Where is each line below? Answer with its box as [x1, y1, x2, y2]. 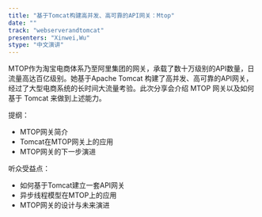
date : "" [8, 19, 37, 27]
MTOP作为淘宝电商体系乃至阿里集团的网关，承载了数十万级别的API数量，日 [8, 64, 255, 74]
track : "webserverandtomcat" [8, 26, 104, 34]
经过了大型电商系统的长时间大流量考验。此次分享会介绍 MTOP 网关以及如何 [8, 84, 255, 93]
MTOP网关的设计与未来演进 [19, 200, 110, 210]
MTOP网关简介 [19, 128, 69, 137]
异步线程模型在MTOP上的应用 [19, 191, 117, 200]
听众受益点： [8, 164, 50, 173]
